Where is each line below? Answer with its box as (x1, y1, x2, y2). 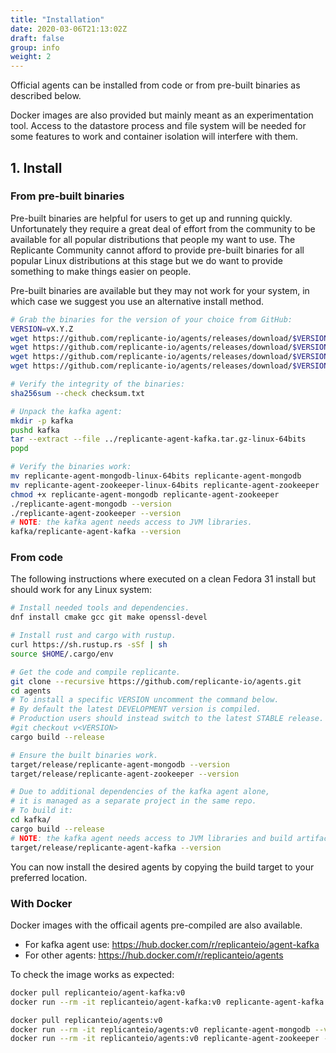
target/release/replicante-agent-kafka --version (10, 842, 222, 853)
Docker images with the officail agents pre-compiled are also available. (10, 919, 303, 931)
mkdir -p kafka (10, 416, 74, 426)
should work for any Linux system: (10, 584, 153, 596)
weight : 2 (10, 52, 52, 62)
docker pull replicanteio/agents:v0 (10, 1015, 163, 1025)
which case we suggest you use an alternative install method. (10, 295, 264, 307)
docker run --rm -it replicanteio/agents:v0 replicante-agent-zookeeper (10, 1034, 320, 1044)
